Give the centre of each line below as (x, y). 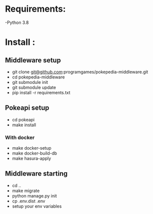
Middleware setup (33, 60)
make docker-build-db (34, 153)
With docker (20, 137)
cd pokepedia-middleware (38, 77)
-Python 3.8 (17, 22)
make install (24, 125)
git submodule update (34, 87)
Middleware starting (36, 174)
